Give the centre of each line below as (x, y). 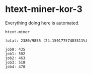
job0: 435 (15, 49)
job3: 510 (15, 62)
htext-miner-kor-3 (44, 9)
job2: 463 (15, 58)
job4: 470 (15, 67)
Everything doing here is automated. (42, 23)
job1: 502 (15, 54)
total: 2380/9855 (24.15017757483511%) (46, 41)
